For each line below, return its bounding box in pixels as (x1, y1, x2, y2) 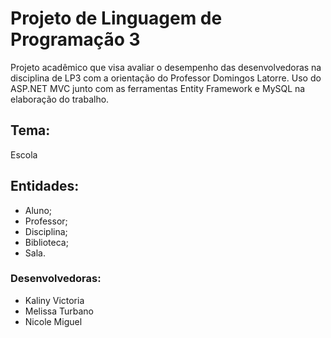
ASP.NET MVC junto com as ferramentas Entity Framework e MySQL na (10, 82, 306, 94)
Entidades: (10, 178, 80, 195)
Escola (10, 148, 38, 161)
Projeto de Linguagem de (10, 7, 223, 30)
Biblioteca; (24, 236, 69, 248)
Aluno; (24, 204, 53, 216)
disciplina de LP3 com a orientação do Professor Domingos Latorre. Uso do (10, 72, 322, 84)
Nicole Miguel (24, 315, 83, 327)
